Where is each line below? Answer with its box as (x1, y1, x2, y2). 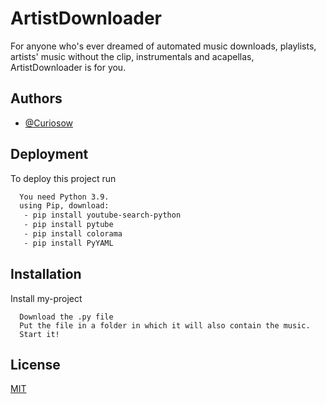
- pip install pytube (23, 220, 114, 230)
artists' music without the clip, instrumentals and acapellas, (10, 50, 255, 62)
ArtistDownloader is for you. (10, 61, 127, 73)
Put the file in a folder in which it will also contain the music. (19, 320, 311, 331)
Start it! (19, 329, 60, 339)
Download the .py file (19, 312, 114, 322)
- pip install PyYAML (23, 238, 114, 248)
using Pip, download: (19, 201, 110, 211)
